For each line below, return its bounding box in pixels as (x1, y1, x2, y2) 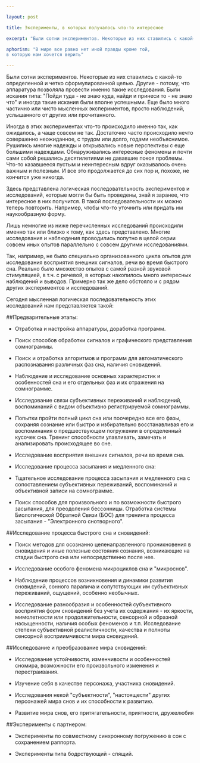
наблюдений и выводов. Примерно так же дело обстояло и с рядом (6, 278, 180, 285)
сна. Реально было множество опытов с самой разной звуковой (6, 265, 171, 272)
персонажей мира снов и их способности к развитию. (14, 698, 154, 705)
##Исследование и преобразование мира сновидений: (6, 644, 147, 652)
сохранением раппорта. (14, 739, 77, 746)
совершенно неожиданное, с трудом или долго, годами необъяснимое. (6, 135, 189, 143)
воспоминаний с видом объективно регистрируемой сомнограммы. (14, 403, 190, 410)
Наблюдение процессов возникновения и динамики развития (14, 576, 173, 584)
